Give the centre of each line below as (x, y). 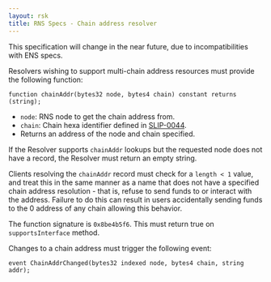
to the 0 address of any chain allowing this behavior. (95, 208)
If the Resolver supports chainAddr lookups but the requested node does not (135, 149)
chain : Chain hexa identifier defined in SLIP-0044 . (103, 125)
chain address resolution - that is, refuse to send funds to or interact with (130, 190)
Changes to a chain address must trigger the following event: (110, 248)
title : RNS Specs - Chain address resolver (83, 23)
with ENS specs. (36, 55)
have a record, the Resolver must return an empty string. (103, 158)
